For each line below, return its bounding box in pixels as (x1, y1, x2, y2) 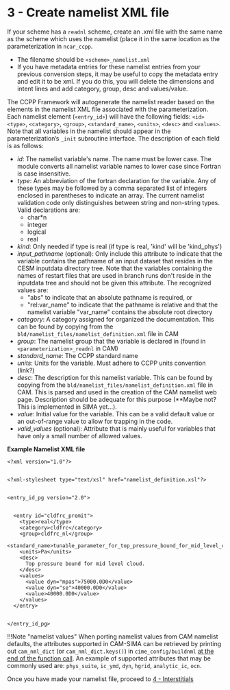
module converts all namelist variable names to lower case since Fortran (16, 162, 221, 170)
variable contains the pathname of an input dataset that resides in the (16, 257, 214, 265)
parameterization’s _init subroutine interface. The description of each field (7, 134, 220, 142)
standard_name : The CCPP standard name (16, 351, 138, 359)
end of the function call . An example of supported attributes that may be (7, 654, 211, 663)
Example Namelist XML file (7, 444, 86, 453)
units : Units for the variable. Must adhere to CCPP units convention (16, 359, 206, 367)
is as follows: (7, 141, 44, 150)
